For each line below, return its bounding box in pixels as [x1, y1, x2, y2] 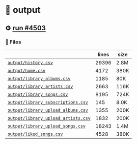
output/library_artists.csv [7, 83, 73, 89]
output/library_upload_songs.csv [7, 123, 86, 129]
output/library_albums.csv [7, 76, 71, 81]
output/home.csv [7, 68, 46, 73]
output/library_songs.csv [7, 91, 68, 97]
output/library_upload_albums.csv [7, 107, 88, 113]
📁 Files [5, 39, 21, 45]
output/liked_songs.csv [7, 131, 63, 137]
